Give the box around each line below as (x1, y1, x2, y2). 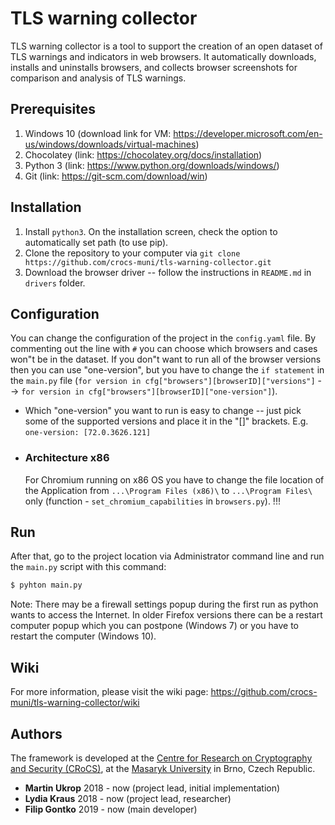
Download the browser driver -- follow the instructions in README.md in (24, 266, 312, 278)
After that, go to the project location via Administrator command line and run (10, 550, 325, 562)
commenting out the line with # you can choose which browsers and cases (10, 343, 318, 355)
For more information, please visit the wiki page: (10, 686, 209, 698)
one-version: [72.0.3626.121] (24, 428, 152, 438)
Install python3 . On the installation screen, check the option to (24, 225, 278, 237)
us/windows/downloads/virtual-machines (24, 138, 197, 150)
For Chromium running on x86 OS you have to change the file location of (24, 473, 325, 486)
